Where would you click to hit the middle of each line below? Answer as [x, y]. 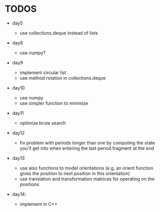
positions [29, 184]
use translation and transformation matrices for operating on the [87, 179]
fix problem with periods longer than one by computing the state [87, 143]
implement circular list [43, 73]
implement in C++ [38, 204]
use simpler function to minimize [54, 103]
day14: [19, 194]
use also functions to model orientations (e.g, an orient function [86, 168]
